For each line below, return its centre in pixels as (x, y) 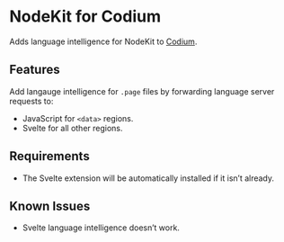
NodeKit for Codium (85, 17)
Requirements (49, 156)
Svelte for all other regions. (72, 128)
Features (35, 70)
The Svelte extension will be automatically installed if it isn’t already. (148, 178)
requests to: (31, 101)
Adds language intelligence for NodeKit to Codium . (103, 41)
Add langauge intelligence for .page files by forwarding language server (142, 91)
